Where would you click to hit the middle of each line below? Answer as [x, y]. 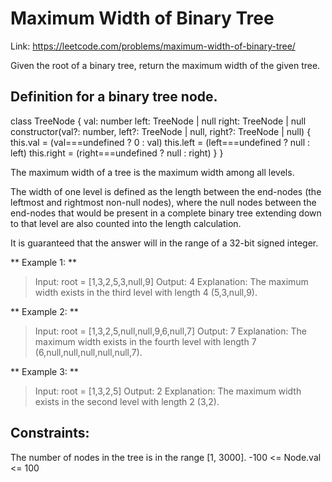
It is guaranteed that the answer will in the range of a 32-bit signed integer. [164, 243]
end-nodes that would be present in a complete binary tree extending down [166, 213]
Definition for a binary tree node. [114, 97]
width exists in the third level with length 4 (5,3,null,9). [146, 292]
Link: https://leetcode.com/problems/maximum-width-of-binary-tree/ [153, 46]
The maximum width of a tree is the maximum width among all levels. [152, 172]
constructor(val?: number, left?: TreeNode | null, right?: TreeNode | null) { [161, 131]
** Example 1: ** [43, 262]
